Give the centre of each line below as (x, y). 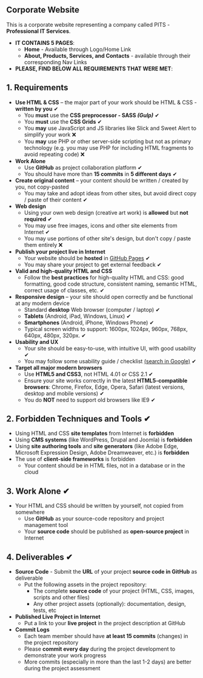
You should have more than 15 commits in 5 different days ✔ (101, 174)
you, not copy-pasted (42, 187)
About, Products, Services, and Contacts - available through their (107, 55)
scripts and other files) (61, 597)
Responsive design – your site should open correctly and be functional (104, 297)
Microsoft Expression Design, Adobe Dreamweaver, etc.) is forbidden (102, 453)
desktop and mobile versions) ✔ (64, 393)
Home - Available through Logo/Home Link (78, 49)
